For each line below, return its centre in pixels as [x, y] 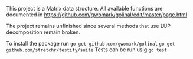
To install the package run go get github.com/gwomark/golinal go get [91, 44]
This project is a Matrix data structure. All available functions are [84, 8]
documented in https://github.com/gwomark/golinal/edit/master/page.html [97, 15]
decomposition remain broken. [43, 32]
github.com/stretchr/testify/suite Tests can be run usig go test [86, 50]
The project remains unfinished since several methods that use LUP [89, 26]
